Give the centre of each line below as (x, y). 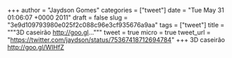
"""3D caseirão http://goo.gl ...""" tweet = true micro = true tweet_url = (109, 32)
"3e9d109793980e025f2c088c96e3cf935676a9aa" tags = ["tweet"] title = (116, 25)
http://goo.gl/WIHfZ (36, 47)
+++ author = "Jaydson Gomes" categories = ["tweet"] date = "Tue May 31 (116, 10)
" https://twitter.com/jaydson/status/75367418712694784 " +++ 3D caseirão (116, 40)
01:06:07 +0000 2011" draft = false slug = (68, 17)
